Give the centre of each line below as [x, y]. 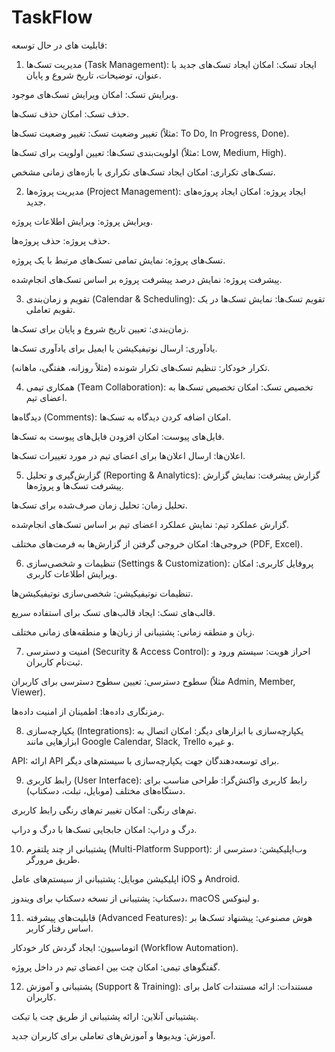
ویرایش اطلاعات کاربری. [71, 573]
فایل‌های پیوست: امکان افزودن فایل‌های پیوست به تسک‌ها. [118, 436]
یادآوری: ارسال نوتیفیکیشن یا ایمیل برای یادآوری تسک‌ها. [114, 348]
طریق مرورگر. [53, 859]
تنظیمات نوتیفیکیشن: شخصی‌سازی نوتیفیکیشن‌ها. [102, 593]
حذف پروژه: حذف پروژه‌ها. [61, 240]
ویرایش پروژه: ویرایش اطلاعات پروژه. [82, 221]
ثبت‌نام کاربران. [54, 662]
